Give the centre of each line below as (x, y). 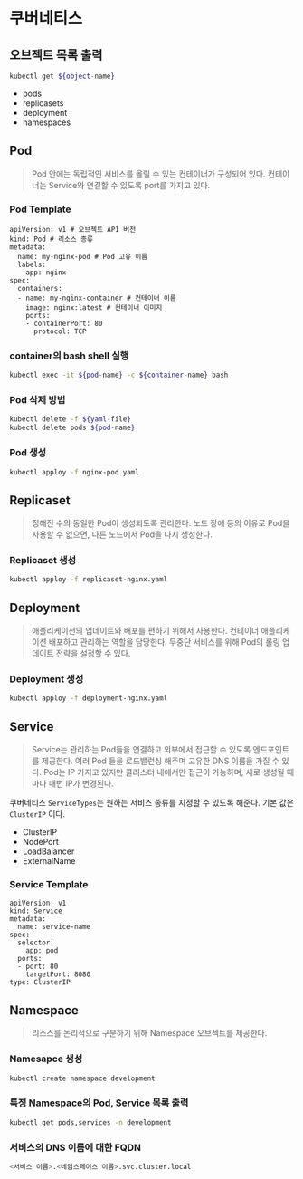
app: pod (42, 951)
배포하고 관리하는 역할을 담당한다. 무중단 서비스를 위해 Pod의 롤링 (164, 642)
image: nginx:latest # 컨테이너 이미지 (94, 307)
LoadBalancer (48, 851)
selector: (36, 943)
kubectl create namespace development (82, 1078)
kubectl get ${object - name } (62, 76)
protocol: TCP (60, 331)
